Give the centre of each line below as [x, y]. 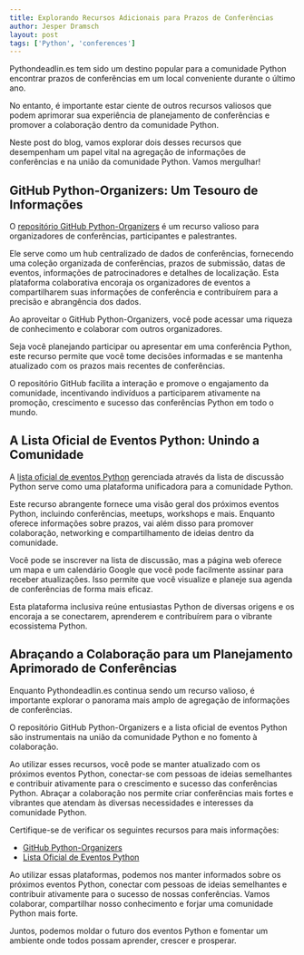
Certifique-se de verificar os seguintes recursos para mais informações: [144, 830]
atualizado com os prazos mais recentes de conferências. [117, 366]
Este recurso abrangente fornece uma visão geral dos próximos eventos [144, 503]
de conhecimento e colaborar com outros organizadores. [116, 329]
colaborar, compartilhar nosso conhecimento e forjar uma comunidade [142, 903]
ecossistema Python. [49, 626]
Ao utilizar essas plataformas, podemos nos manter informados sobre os [145, 874]
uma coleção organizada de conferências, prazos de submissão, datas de [147, 263]
